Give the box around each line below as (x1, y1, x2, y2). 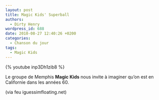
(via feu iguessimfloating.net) (5, 89, 67, 95)
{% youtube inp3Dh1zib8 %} (5, 64, 65, 70)
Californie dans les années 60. (5, 79, 69, 85)
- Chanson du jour (10, 41, 49, 46)
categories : (5, 36, 31, 41)
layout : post (5, 7, 33, 13)
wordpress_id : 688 (5, 26, 44, 31)
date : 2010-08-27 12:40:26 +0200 (5, 31, 76, 36)
